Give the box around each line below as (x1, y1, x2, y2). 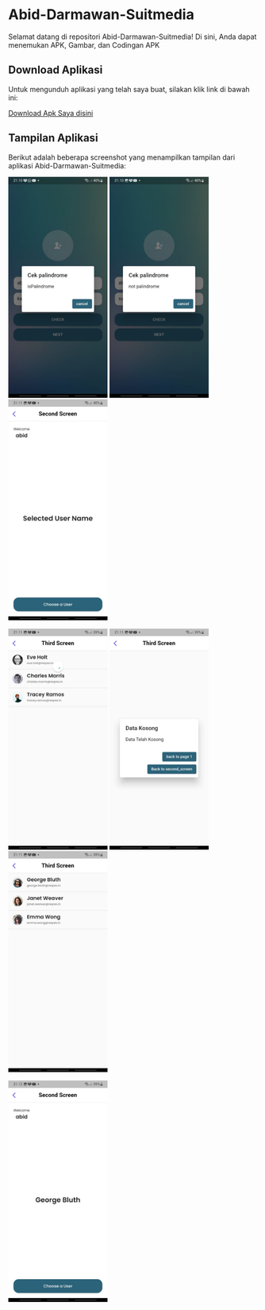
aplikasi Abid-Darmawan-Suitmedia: (8, 160, 127, 170)
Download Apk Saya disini (8, 108, 94, 118)
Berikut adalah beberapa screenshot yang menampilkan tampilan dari (8, 153, 236, 162)
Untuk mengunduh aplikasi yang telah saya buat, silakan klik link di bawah (8, 84, 250, 94)
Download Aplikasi (8, 64, 103, 77)
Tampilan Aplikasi (8, 131, 98, 145)
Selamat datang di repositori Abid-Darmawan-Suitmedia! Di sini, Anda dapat (8, 32, 257, 41)
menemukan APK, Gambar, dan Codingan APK (8, 40, 160, 49)
